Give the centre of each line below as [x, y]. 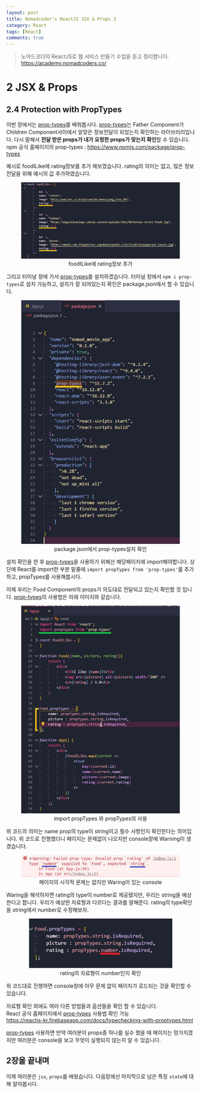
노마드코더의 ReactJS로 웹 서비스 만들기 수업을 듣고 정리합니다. [95, 56]
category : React [26, 25]
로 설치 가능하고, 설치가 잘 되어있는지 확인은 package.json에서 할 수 [99, 284]
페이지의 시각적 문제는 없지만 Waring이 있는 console [100, 882]
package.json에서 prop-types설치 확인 [100, 549]
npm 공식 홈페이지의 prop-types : [46, 147]
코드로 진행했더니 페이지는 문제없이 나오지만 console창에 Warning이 [105, 838]
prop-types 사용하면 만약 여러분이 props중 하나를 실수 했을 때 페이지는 [89, 1033]
